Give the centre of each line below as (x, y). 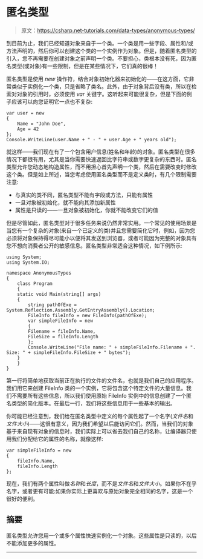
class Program (35, 283)
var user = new (25, 113)
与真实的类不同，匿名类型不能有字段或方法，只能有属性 (84, 195)
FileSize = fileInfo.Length (63, 336)
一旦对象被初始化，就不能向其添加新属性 (65, 202)
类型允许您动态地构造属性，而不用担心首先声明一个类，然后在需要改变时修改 (101, 167)
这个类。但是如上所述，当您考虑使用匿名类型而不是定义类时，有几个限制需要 (101, 174)
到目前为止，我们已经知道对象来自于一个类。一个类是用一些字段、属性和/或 (100, 43)
